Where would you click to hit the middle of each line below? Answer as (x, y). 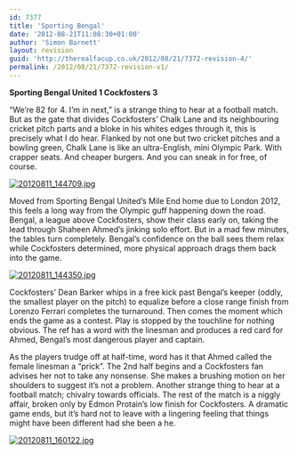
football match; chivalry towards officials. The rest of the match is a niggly (145, 394)
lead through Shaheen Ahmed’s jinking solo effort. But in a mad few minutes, (149, 229)
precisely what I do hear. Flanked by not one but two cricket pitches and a (145, 138)
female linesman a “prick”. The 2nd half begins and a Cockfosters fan (137, 366)
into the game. (36, 257)
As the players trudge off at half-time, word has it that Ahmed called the (141, 356)
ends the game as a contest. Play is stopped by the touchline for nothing (142, 320)
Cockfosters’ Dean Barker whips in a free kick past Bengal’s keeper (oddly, (146, 292)
